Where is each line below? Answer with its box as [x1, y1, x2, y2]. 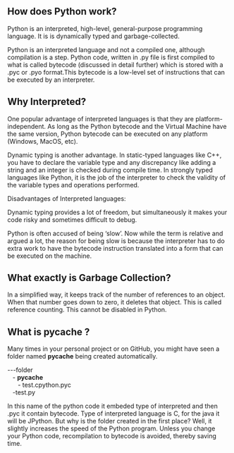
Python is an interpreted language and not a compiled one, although [7, 45, 205, 54]
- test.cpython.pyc [17, 380, 72, 390]
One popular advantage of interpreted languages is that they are [7, 114, 195, 123]
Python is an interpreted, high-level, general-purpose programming [7, 24, 203, 32]
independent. [7, 122, 47, 130]
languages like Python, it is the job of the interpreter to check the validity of [7, 173, 226, 182]
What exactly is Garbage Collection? [7, 272, 171, 284]
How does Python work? [7, 6, 118, 18]
